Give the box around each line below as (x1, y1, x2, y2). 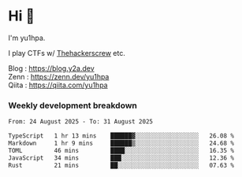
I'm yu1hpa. (8, 33, 46, 42)
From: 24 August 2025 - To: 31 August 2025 (8, 118, 154, 126)
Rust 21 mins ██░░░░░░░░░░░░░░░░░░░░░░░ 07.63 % (8, 161, 235, 169)
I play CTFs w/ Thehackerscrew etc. (8, 48, 126, 57)
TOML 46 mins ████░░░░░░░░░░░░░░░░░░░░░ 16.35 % (8, 146, 235, 154)
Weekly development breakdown (8, 100, 138, 111)
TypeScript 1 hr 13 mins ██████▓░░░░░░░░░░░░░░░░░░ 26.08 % (8, 132, 235, 140)
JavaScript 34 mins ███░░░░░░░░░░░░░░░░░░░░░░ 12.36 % (8, 153, 235, 162)
